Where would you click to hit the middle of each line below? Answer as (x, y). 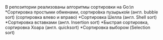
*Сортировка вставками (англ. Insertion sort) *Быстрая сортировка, (77, 22)
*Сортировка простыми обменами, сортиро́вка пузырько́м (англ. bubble (81, 12)
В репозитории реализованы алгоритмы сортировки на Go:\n (69, 7)
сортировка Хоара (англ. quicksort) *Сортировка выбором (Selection (78, 27)
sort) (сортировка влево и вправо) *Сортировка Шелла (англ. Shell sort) (81, 17)
